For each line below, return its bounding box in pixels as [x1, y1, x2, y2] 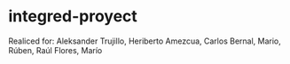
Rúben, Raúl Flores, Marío [8, 44, 103, 55]
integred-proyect [8, 6, 138, 27]
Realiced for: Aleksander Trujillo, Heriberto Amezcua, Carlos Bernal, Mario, [8, 36, 281, 46]
